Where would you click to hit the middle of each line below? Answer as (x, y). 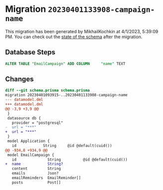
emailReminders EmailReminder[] (46, 178)
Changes (19, 79)
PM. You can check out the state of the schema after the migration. (74, 37)
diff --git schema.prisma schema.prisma (48, 91)
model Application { (29, 141)
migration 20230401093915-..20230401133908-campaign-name (66, 95)
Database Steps (30, 52)
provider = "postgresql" (38, 123)
